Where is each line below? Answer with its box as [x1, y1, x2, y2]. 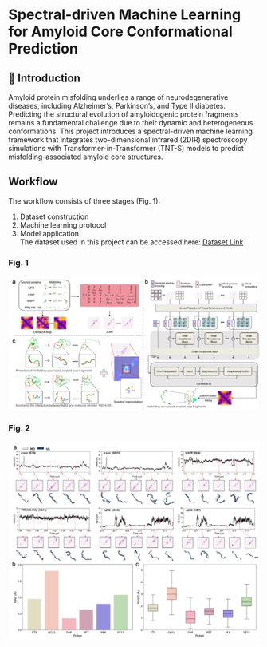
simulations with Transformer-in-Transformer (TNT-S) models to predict [8, 144, 245, 153]
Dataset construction [19, 212, 89, 221]
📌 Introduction [8, 71, 81, 85]
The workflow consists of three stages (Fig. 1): [8, 196, 161, 205]
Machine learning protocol [19, 220, 107, 229]
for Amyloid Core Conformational [8, 22, 233, 41]
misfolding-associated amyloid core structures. [8, 152, 163, 161]
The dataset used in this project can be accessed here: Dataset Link [19, 237, 244, 247]
